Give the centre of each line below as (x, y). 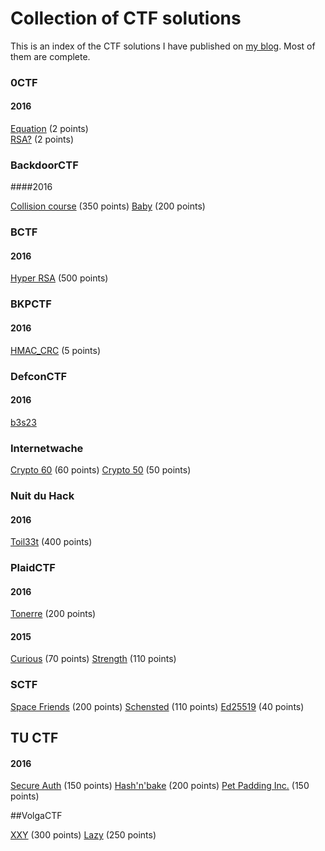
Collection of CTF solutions (126, 18)
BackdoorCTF (44, 165)
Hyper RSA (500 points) (59, 278)
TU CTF (34, 738)
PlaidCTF (33, 568)
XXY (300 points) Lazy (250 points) (83, 835)
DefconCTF (39, 376)
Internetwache (47, 448)
